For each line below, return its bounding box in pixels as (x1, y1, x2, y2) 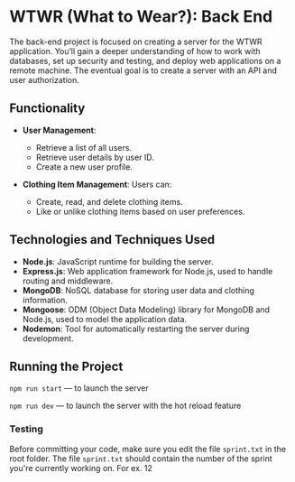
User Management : (22, 125, 97, 135)
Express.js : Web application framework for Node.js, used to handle (22, 265, 273, 276)
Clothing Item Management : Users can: (22, 179, 172, 190)
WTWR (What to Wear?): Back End (9, 6, 273, 27)
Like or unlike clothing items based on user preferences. (35, 206, 245, 217)
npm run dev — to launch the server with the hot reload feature (9, 400, 242, 412)
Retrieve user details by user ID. (35, 152, 155, 162)
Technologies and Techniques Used (9, 232, 216, 247)
